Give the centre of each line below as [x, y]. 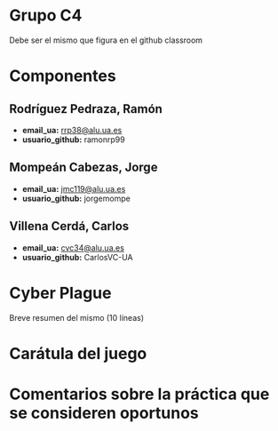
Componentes [63, 76]
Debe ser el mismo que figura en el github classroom [106, 40]
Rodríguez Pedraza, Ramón [86, 109]
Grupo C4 [46, 16]
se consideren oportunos [104, 413]
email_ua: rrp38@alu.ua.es [72, 130]
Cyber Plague [60, 293]
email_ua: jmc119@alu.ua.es [74, 188]
